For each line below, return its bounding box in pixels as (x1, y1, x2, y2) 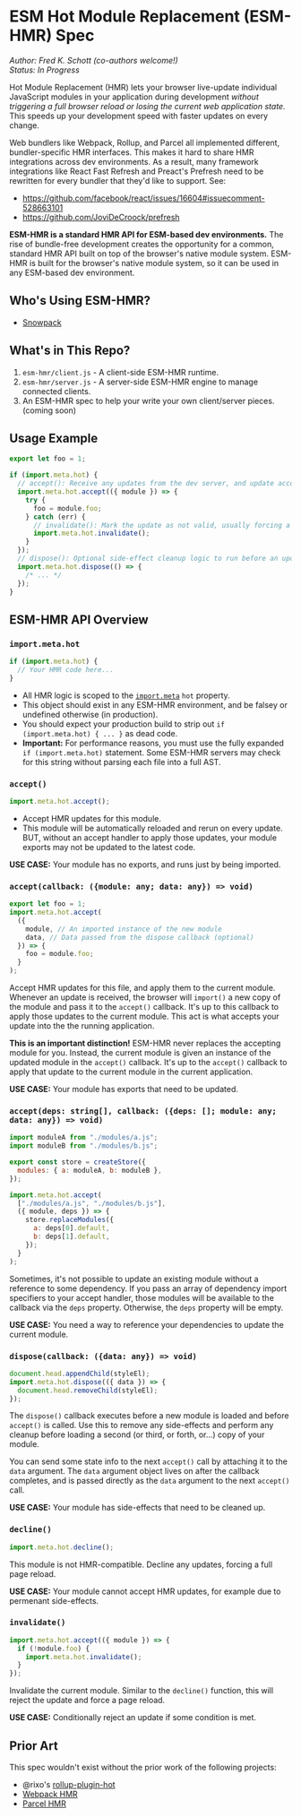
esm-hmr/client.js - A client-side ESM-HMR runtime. (21, 366, 219, 377)
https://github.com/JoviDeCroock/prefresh (21, 211, 181, 222)
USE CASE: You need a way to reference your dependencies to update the (9, 1319, 284, 1330)
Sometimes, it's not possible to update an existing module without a (9, 1273, 259, 1284)
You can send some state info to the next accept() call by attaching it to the (9, 1456, 288, 1467)
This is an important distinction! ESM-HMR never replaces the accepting (9, 1038, 281, 1049)
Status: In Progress (9, 65, 81, 75)
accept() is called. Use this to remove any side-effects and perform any (9, 1420, 274, 1431)
